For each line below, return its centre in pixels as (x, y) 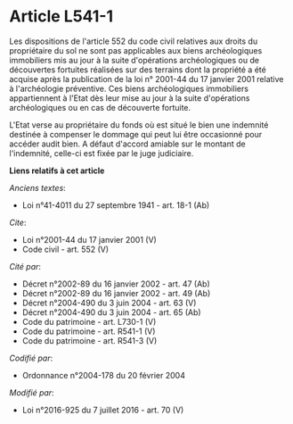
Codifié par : (31, 358)
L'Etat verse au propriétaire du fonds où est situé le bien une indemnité (139, 125)
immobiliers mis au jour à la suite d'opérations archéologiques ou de (134, 60)
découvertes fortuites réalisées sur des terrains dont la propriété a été (138, 70)
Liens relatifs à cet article (57, 170)
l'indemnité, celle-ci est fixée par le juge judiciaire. (102, 153)
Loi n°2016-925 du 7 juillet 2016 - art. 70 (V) (103, 410)
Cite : (18, 222)
